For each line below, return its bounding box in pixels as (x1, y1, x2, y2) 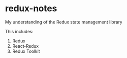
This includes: (5, 28, 33, 34)
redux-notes (5, 3, 58, 14)
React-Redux (12, 43, 39, 49)
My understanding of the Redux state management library (5, 19, 123, 25)
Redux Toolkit (12, 48, 40, 54)
